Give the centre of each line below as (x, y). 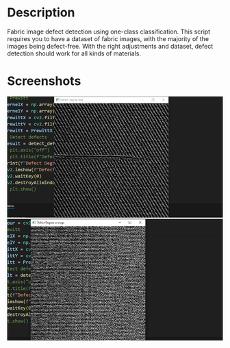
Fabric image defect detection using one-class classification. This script (109, 32)
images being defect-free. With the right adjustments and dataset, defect (110, 46)
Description (41, 13)
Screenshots (44, 81)
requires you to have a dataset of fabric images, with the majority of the (108, 38)
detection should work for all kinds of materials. (74, 53)
